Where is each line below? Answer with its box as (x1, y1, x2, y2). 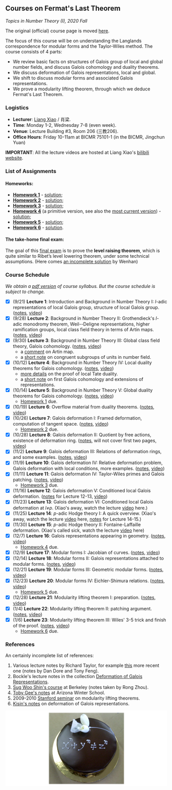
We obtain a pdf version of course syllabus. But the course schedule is (5, 283, 156, 289)
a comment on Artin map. (20, 349, 74, 355)
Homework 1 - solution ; (12, 192, 63, 198)
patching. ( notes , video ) (12, 477, 64, 483)
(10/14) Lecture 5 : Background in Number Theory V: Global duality (12, 387, 153, 393)
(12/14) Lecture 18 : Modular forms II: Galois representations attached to (12, 555, 164, 561)
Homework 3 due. (20, 482, 59, 488)
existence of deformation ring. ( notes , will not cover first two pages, (12, 437, 157, 444)
